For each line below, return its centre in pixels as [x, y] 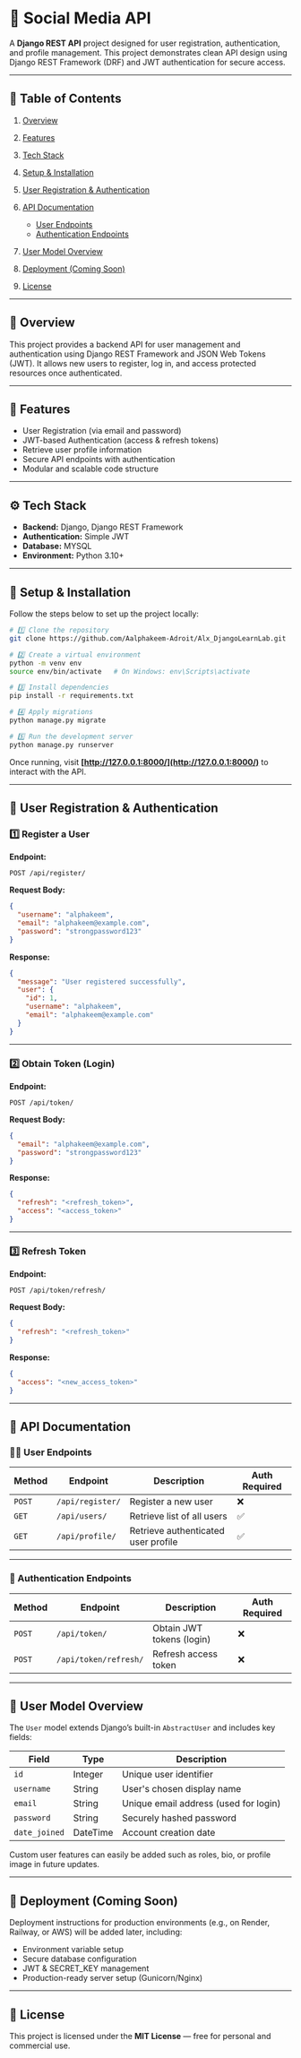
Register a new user [171, 1502]
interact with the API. [48, 771]
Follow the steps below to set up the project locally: [104, 614]
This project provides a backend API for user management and [125, 344]
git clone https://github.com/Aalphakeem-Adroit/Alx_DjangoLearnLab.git [148, 638]
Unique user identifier [168, 1775]
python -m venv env [46, 663]
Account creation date [169, 1833]
